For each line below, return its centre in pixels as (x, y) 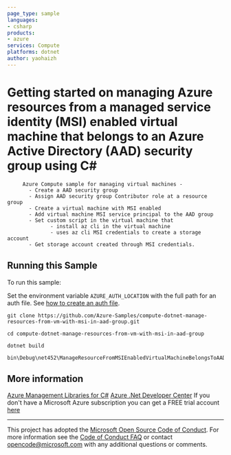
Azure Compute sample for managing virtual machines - (103, 184)
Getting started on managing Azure (110, 92)
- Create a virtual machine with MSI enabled (95, 208)
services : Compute (33, 45)
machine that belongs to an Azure (106, 136)
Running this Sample (52, 266)
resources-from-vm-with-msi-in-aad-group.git (73, 321)
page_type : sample (33, 13)
